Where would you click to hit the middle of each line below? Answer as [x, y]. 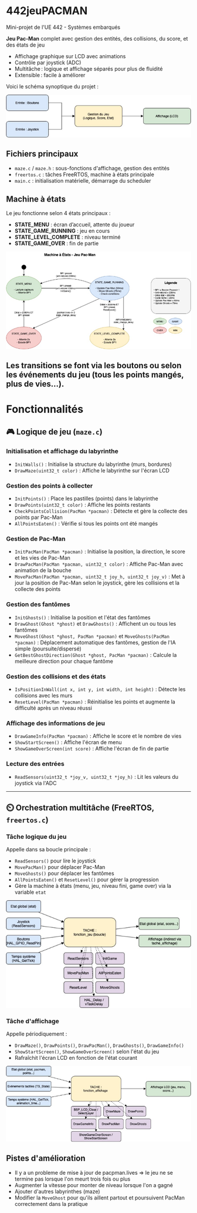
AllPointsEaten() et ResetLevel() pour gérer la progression [87, 880]
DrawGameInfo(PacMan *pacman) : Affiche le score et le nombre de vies [98, 736]
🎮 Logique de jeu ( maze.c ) [54, 432]
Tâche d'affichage [33, 1021]
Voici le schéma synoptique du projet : [52, 86]
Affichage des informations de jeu [56, 723]
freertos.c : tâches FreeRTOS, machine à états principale [84, 174]
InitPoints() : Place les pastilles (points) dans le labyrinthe [86, 498]
